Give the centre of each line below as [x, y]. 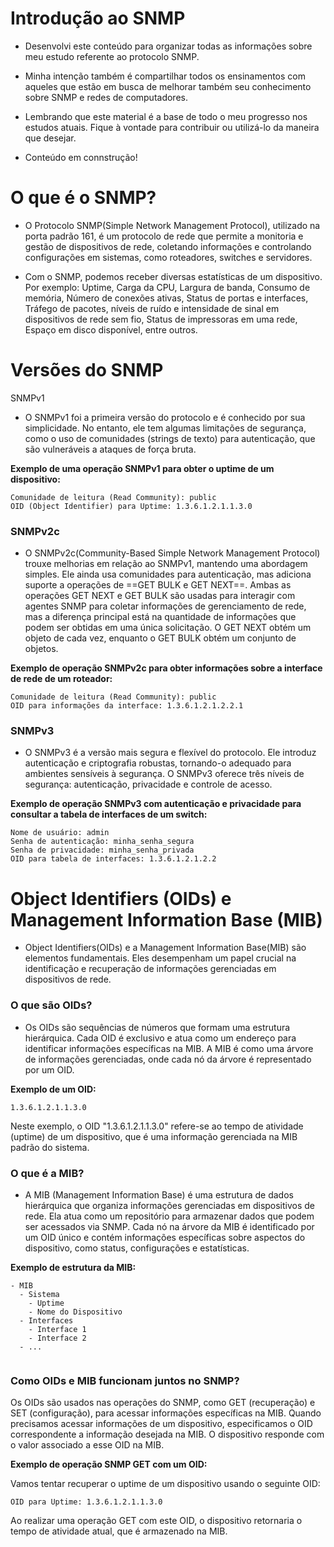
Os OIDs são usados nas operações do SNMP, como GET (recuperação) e [163, 1403]
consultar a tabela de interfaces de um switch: [109, 814]
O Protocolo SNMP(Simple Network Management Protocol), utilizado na [172, 225]
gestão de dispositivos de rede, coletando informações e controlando [168, 246]
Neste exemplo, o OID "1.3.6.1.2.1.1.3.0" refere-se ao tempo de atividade [157, 1126]
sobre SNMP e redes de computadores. [106, 97]
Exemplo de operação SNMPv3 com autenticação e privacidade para [156, 804]
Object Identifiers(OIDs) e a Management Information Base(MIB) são [165, 948]
